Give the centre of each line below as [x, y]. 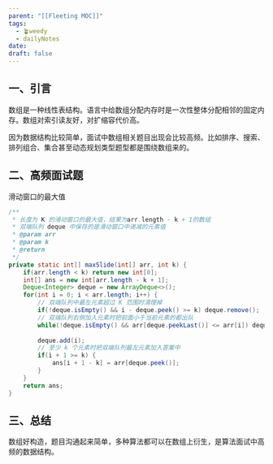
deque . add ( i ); [61, 340]
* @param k [30, 242]
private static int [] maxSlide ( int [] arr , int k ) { [97, 265]
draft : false [30, 54]
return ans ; [43, 386]
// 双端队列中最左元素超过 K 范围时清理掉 [100, 303]
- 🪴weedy [32, 31]
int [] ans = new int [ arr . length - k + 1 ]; [96, 280]
